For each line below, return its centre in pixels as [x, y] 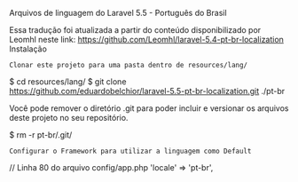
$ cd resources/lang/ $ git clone [68, 82]
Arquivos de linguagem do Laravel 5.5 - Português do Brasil [118, 13]
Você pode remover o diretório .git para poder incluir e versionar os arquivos [149, 108]
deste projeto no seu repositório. [69, 118]
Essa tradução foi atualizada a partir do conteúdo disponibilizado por [135, 30]
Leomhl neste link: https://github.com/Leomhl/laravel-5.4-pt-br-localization [146, 40]
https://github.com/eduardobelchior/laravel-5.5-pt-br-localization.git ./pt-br [147, 91]
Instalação [28, 49]
